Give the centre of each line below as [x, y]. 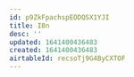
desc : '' [25, 34]
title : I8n [29, 26]
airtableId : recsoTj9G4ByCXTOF [67, 58]
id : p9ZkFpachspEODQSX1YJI [59, 17]
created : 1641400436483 [54, 50]
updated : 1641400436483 [54, 42]
